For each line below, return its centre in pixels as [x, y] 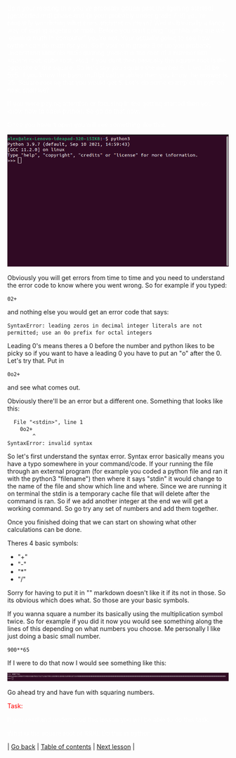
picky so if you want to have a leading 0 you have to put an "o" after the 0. [115, 353]
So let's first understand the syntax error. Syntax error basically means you [116, 456]
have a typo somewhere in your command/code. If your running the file [110, 463]
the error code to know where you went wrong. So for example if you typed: [117, 285]
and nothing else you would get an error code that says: [88, 312]
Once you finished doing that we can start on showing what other [102, 522]
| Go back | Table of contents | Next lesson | [71, 747]
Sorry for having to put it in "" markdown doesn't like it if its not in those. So [117, 592]
